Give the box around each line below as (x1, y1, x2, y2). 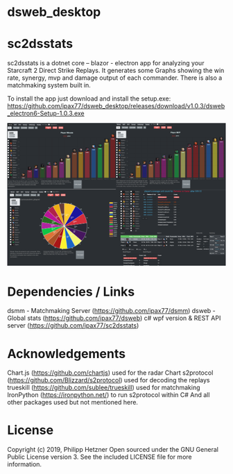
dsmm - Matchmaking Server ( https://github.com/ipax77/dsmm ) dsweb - (7, 307, 216, 315)
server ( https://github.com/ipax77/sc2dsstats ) (7, 321, 139, 330)
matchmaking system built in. (7, 81, 92, 90)
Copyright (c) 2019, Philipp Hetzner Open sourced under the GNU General (7, 446, 218, 454)
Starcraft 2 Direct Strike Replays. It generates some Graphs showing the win (7, 67, 225, 75)
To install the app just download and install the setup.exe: (7, 94, 171, 103)
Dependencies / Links (7, 284, 135, 299)
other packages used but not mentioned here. (7, 398, 139, 407)
